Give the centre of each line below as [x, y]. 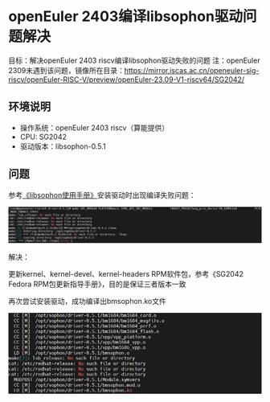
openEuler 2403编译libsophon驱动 [126, 16]
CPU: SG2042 [43, 137]
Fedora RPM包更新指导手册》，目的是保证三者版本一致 [97, 284]
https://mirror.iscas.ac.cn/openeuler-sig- [192, 70]
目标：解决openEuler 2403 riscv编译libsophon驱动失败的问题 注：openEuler [134, 60]
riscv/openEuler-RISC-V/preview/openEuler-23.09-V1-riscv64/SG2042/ [127, 79]
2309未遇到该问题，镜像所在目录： [66, 70]
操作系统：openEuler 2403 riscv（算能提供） [94, 127]
